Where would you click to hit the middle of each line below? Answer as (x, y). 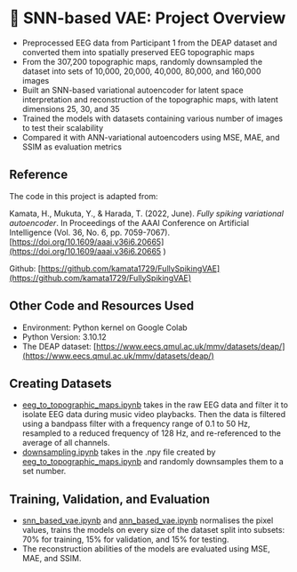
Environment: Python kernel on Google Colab (105, 327)
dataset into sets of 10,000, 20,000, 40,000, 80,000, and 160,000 (141, 71)
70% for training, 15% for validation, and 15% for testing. (125, 540)
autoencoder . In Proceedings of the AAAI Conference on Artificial (129, 222)
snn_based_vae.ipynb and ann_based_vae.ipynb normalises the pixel (148, 520)
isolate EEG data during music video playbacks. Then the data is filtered (154, 415)
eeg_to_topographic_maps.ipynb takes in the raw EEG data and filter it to (155, 405)
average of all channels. (66, 443)
